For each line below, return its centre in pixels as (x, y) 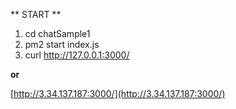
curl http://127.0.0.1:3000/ (77, 55)
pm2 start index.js (62, 44)
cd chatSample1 (57, 33)
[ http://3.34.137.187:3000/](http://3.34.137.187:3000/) (118, 93)
